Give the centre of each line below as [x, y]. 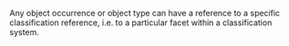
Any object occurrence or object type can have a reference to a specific [145, 13]
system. [24, 32]
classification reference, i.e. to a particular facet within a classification [141, 23]
